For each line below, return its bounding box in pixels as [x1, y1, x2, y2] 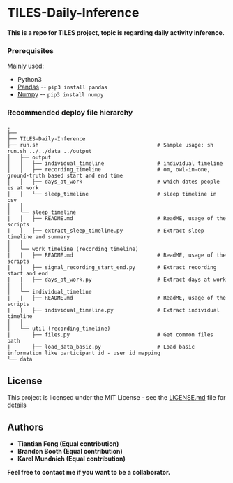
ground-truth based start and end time [7, 173, 123, 180]
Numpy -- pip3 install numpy [17, 90, 104, 99]
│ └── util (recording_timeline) [7, 325, 111, 333]
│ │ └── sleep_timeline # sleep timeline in [7, 191, 217, 198]
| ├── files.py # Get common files [7, 331, 214, 338]
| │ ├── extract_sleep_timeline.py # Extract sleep [7, 227, 204, 235]
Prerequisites [7, 45, 54, 55]
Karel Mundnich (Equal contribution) [17, 454, 126, 463]
